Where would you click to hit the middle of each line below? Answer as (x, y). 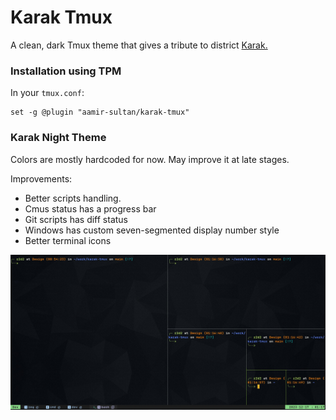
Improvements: (41, 178)
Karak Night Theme (58, 138)
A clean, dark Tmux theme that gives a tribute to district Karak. (139, 45)
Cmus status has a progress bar (90, 208)
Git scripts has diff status (76, 219)
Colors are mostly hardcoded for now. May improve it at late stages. (150, 159)
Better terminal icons (68, 240)
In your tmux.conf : (47, 93)
